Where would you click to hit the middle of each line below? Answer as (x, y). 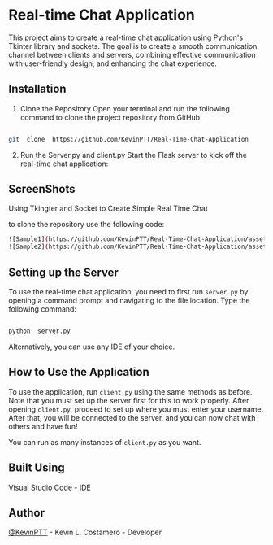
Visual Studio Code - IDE (50, 487)
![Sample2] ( (28, 247)
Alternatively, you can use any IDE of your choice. (92, 347)
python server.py (39, 331)
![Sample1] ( (28, 239)
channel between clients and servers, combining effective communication (132, 54)
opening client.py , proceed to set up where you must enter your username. (136, 409)
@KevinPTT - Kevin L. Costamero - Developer (85, 532)
